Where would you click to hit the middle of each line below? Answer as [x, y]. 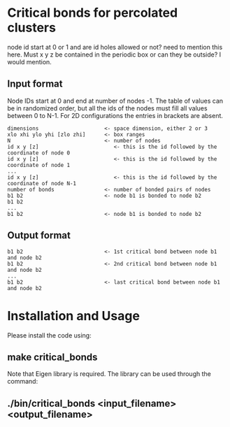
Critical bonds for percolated [93, 13]
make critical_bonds [52, 357]
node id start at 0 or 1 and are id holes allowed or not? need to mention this [115, 47]
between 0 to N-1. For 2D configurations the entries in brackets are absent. [115, 115]
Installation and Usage [73, 316]
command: [23, 382]
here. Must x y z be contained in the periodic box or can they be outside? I [114, 55]
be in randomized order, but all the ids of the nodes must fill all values [107, 108]
